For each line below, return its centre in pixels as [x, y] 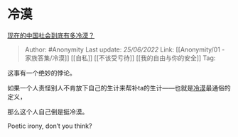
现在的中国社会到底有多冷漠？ [51, 35]
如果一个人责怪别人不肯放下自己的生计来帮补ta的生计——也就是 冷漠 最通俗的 [119, 88]
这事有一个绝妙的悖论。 [42, 73]
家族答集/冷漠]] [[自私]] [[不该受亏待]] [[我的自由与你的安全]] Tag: [120, 58]
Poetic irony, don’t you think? [50, 126]
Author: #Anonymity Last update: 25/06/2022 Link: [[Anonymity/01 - [125, 49]
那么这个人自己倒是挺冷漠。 [48, 112]
